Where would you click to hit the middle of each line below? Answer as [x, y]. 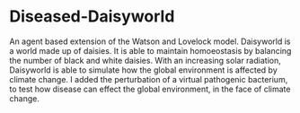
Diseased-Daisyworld [92, 17]
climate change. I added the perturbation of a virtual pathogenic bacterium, [149, 79]
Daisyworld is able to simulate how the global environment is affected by [144, 70]
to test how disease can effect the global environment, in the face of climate [150, 89]
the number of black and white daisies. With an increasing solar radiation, [145, 60]
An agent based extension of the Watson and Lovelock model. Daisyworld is [150, 41]
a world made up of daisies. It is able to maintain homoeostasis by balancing [150, 50]
